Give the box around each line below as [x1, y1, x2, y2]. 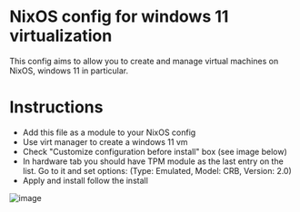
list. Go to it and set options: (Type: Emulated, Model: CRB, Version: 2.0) [22, 165, 293, 176]
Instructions [9, 97, 104, 118]
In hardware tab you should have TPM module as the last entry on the [22, 156, 284, 167]
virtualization [9, 25, 113, 46]
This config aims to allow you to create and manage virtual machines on [9, 55, 279, 66]
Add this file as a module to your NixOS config [22, 127, 196, 138]
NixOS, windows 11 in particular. [9, 65, 129, 76]
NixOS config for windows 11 [9, 6, 229, 27]
